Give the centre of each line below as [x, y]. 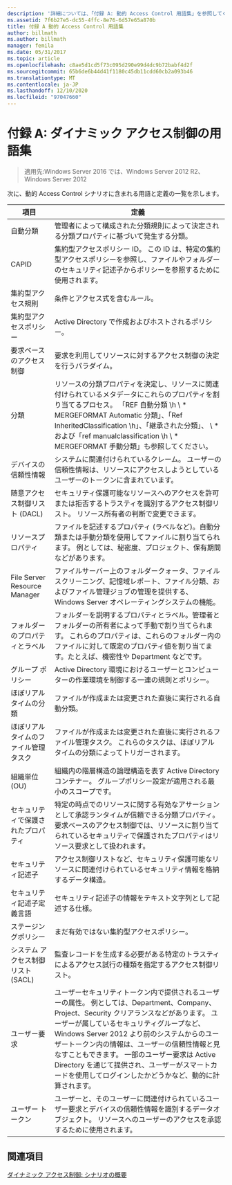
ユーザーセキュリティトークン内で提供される [127, 992]
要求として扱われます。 [112, 846]
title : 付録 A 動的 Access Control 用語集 [66, 26]
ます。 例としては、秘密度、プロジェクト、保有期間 [137, 548]
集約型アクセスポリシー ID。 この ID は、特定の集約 [137, 248]
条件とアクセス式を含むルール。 [106, 298]
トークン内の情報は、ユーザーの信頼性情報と [141, 1044]
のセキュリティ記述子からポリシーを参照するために [137, 269]
